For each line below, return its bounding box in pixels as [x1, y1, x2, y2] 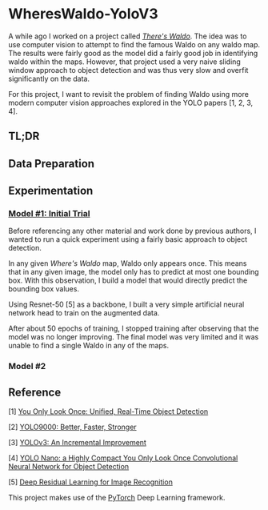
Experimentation [8, 184, 94, 198]
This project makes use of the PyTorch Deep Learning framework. [8, 493, 226, 503]
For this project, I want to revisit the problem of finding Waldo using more [8, 89, 250, 98]
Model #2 [8, 361, 46, 372]
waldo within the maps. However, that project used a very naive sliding [8, 57, 242, 66]
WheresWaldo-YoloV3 [8, 5, 158, 23]
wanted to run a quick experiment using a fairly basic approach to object [8, 235, 248, 244]
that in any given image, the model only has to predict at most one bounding [8, 267, 259, 277]
